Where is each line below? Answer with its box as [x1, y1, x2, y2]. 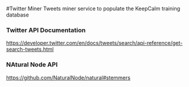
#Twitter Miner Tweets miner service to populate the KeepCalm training [6, 5, 181, 12]
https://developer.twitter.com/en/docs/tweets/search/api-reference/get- [6, 40, 183, 47]
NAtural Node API [6, 60, 58, 69]
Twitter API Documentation [6, 26, 86, 34]
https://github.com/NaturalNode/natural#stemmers [6, 74, 131, 81]
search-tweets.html [6, 46, 54, 53]
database [6, 11, 30, 18]
